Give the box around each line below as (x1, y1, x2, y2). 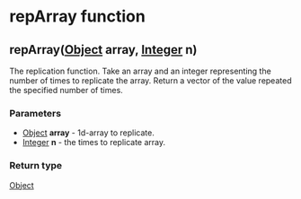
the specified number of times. (9, 85, 123, 95)
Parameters (9, 107, 61, 119)
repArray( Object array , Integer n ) (9, 42, 198, 57)
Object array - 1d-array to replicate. (22, 127, 155, 138)
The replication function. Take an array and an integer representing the (9, 65, 271, 76)
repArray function (9, 6, 146, 27)
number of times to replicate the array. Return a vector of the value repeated (9, 75, 292, 86)
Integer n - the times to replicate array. (22, 137, 166, 148)
